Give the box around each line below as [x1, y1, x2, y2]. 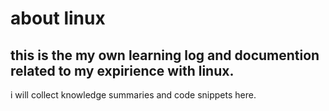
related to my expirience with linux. [10, 62, 235, 79]
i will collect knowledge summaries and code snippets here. [10, 89, 257, 101]
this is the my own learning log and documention [10, 47, 320, 64]
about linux [10, 7, 106, 30]
